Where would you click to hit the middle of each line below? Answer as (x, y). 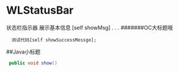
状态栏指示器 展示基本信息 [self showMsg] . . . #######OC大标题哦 (89, 27)
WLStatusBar (40, 10)
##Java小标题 (23, 52)
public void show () (33, 63)
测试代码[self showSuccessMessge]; (54, 40)
